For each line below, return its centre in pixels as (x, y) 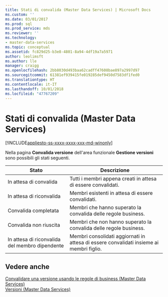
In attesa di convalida (32, 182)
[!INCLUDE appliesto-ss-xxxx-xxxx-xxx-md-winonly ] (59, 143)
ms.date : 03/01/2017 (27, 19)
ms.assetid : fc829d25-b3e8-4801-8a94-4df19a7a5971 (59, 52)
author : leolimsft (24, 56)
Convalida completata (33, 211)
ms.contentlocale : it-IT (31, 84)
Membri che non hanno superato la (110, 222)
